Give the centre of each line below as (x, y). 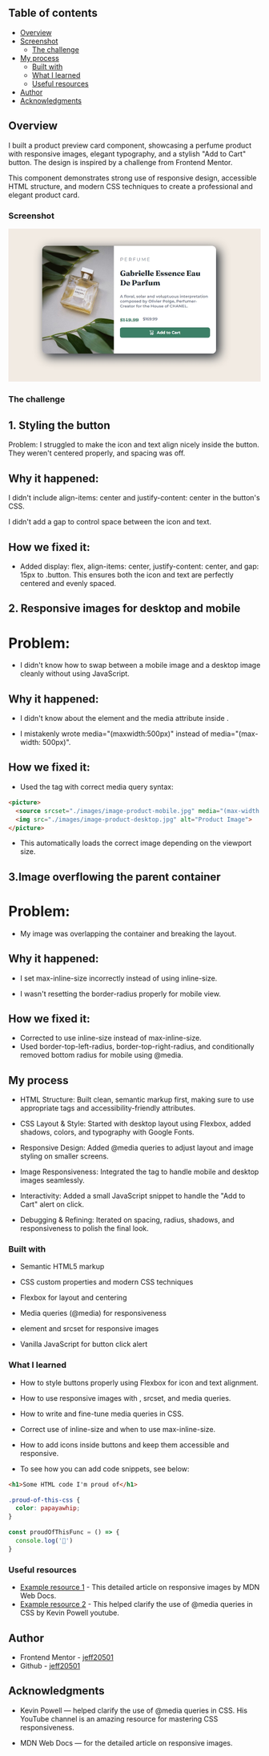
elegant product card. (44, 195)
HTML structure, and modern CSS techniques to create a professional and (131, 186)
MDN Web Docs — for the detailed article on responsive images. (126, 1742)
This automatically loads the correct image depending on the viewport (136, 843)
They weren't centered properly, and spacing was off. (97, 453)
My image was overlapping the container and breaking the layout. (128, 933)
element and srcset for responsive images (89, 1329)
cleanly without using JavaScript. (74, 674)
